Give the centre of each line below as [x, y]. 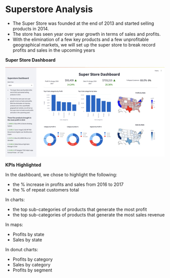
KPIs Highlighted [23, 165]
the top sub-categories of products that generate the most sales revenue [89, 215]
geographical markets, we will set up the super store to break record [84, 44]
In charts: [15, 200]
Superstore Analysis [49, 9]
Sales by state [27, 240]
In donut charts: [22, 250]
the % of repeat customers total [46, 190]
